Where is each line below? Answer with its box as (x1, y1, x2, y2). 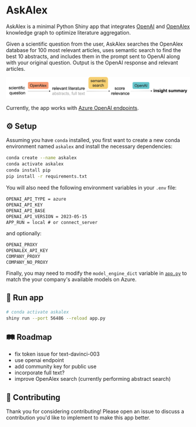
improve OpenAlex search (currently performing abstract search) (14, 376, 171, 383)
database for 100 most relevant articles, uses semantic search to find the (6, 46, 181, 53)
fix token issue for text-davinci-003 (14, 350, 100, 357)
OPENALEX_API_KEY (6, 247, 48, 253)
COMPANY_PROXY (6, 253, 41, 259)
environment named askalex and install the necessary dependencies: (6, 143, 173, 150)
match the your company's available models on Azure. (6, 276, 137, 283)
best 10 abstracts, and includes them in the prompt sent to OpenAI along (6, 53, 180, 60)
